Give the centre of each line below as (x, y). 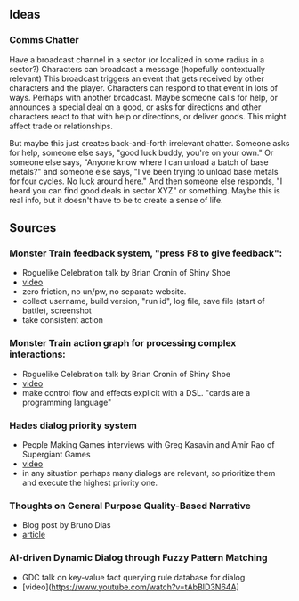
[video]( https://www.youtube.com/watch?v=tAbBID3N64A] (131, 587)
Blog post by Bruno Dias (66, 525)
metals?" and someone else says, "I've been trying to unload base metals (144, 171)
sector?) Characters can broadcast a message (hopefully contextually (137, 69)
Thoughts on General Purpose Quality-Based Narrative (130, 506)
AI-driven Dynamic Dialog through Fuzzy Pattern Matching (139, 558)
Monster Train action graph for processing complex (123, 343)
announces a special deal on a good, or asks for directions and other (135, 107)
